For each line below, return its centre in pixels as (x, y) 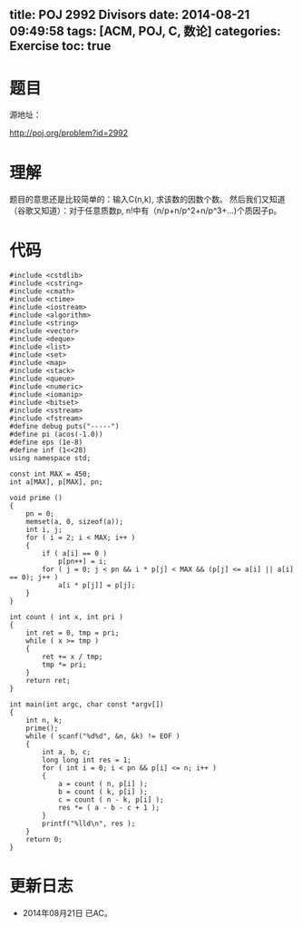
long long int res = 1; (87, 760)
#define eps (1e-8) (46, 443)
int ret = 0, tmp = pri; (73, 633)
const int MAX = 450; (50, 474)
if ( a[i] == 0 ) (74, 554)
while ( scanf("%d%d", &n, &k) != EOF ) (103, 736)
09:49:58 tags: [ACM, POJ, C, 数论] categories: (145, 31)
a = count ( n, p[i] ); (102, 784)
